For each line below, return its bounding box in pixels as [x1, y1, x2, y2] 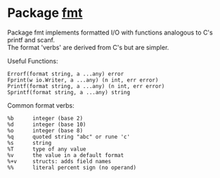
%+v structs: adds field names [7, 158, 112, 165]
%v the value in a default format [7, 151, 124, 159]
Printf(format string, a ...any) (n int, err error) [7, 82, 165, 89]
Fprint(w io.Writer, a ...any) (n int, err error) [7, 76, 159, 84]
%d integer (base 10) [7, 121, 86, 128]
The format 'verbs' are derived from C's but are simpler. [7, 43, 169, 51]
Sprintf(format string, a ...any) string [7, 89, 131, 96]
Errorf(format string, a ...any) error [7, 70, 124, 77]
